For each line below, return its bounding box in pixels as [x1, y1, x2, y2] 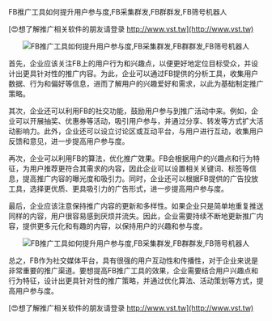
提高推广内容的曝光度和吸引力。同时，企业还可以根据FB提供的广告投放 [22, 174, 259, 184]
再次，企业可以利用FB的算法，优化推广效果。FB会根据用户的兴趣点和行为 [8, 154, 253, 163]
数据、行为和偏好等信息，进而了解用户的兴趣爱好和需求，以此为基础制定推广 [8, 79, 264, 88]
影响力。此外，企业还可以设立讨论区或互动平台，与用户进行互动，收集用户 [15, 126, 264, 136]
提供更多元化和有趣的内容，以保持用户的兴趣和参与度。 [22, 222, 207, 230]
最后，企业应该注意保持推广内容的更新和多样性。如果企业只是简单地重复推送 [8, 201, 264, 210]
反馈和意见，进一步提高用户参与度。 [8, 137, 130, 146]
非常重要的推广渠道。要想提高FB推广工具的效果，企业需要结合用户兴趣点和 [8, 266, 259, 275]
